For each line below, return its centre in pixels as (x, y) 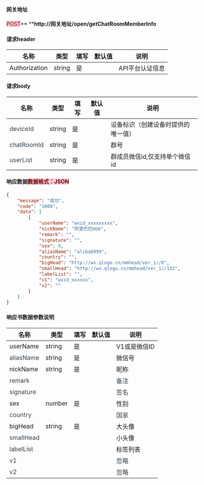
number (56, 403)
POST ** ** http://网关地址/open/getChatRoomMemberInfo (81, 24)
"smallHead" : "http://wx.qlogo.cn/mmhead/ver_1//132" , (110, 269)
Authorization (29, 68)
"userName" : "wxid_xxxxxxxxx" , (78, 223)
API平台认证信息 (141, 68)
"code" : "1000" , (38, 206)
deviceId (22, 129)
